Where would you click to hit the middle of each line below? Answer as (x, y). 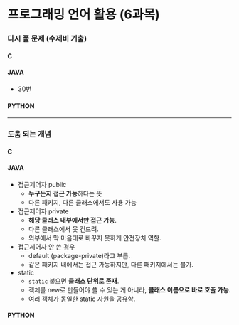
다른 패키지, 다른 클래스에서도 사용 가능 (83, 202)
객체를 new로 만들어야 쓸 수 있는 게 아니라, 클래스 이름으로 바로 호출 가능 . (129, 289)
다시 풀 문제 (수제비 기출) (47, 38)
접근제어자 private (43, 211)
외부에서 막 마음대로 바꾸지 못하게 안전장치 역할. (95, 238)
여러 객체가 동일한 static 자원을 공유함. (82, 299)
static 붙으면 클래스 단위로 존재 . (74, 281)
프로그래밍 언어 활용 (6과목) (84, 15)
